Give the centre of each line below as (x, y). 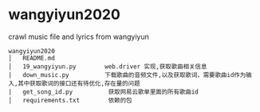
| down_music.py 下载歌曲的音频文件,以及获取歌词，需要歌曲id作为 (127, 75)
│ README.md (32, 58)
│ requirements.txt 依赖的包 (71, 100)
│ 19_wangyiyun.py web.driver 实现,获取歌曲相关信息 (108, 66)
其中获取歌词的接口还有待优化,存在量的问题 (79, 83)
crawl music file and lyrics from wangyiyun (79, 37)
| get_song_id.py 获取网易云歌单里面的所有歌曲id (104, 92)
